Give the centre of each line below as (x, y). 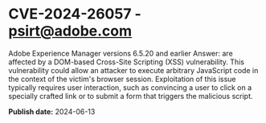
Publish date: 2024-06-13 (52, 111)
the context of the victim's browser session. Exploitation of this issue (122, 79)
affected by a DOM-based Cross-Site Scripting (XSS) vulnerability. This (127, 62)
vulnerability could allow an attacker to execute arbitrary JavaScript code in (133, 70)
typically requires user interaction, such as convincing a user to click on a (130, 87)
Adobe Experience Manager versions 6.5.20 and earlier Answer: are (121, 53)
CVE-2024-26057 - (75, 14)
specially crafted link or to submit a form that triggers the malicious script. (131, 96)
